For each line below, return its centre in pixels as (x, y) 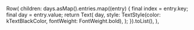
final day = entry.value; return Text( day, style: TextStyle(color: (83, 15)
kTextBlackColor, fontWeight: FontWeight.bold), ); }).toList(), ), (83, 21)
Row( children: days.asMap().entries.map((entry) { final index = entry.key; (97, 9)
